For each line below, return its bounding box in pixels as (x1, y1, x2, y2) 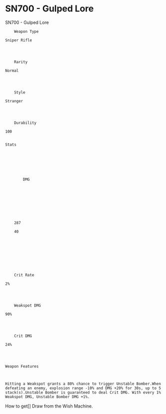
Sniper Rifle (5, 38, 32, 43)
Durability (14, 120, 37, 125)
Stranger (5, 98, 23, 103)
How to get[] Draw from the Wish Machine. (5, 403, 93, 409)
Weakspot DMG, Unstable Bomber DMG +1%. (5, 394, 90, 399)
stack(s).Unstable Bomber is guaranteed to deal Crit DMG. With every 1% (5, 390, 162, 395)
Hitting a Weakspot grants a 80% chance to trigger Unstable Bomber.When (5, 381, 162, 386)
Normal (5, 68, 19, 73)
